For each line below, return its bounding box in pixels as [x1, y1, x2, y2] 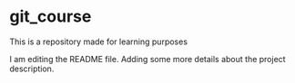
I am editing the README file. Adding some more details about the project [9, 53, 286, 64]
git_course [9, 6, 92, 27]
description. [9, 63, 55, 74]
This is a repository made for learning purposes [9, 36, 188, 47]
